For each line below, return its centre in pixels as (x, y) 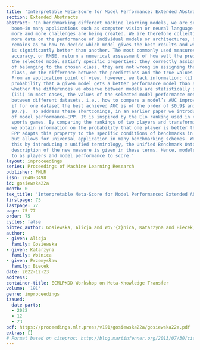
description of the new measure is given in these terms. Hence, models (104, 150)
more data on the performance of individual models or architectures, (101, 39)
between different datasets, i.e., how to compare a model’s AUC (94, 100)
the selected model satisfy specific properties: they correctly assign (104, 61)
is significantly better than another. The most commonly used (91, 51)
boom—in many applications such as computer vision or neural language (102, 28)
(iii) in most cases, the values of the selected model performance (98, 95)
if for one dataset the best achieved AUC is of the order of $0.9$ (98, 106)
